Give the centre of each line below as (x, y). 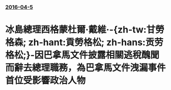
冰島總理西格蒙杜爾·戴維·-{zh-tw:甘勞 (85, 30)
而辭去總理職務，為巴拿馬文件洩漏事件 (86, 68)
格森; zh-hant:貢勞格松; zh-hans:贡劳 (84, 42)
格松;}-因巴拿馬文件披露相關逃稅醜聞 (82, 55)
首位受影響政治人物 (46, 81)
